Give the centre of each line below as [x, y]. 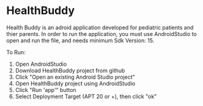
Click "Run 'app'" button [46, 90]
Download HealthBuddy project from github [70, 70]
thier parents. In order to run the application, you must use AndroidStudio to [102, 34]
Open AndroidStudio [41, 64]
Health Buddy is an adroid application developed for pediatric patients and [100, 27]
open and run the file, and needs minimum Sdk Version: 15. [80, 40]
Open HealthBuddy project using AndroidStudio [75, 83]
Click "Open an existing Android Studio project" [75, 77]
